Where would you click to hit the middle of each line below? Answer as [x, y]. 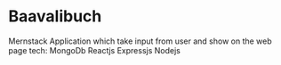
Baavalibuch [55, 16]
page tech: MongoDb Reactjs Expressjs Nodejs [95, 50]
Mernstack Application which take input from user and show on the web [140, 41]
